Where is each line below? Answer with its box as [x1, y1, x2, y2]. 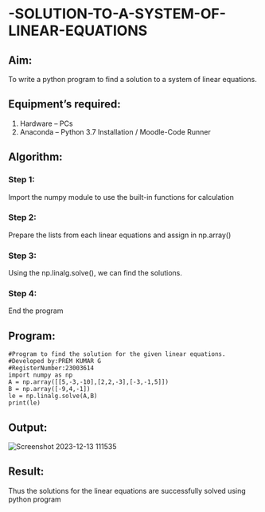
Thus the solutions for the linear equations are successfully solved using [8, 486, 247, 495]
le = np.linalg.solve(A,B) [8, 392, 98, 401]
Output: [8, 420, 48, 434]
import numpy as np [8, 371, 73, 379]
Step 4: [8, 288, 37, 299]
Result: [8, 465, 45, 479]
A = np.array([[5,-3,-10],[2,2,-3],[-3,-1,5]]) [8, 378, 170, 386]
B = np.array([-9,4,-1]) [8, 385, 91, 393]
